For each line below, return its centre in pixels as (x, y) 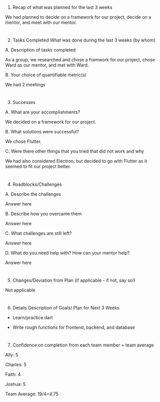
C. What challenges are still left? (38, 233)
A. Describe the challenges (33, 194)
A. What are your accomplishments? (43, 112)
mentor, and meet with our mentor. (41, 22)
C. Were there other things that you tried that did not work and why (75, 152)
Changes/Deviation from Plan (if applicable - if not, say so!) (74, 280)
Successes (24, 103)
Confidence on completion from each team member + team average (83, 345)
